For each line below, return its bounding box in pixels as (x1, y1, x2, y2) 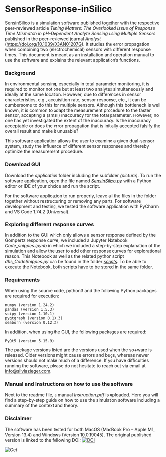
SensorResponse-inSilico (5, 3, 112, 15)
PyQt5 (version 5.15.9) (5, 339, 55, 343)
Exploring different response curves (5, 221, 94, 228)
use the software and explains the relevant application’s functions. (5, 57, 140, 63)
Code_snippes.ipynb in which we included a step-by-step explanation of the (5, 242, 161, 248)
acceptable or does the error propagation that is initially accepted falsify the (5, 123, 161, 129)
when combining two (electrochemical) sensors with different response (5, 46, 151, 52)
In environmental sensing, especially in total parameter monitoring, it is (5, 81, 150, 87)
